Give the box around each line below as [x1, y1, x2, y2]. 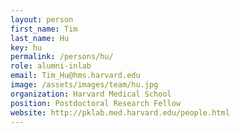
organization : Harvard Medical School [10, 89, 172, 99]
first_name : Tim [10, 24, 78, 34]
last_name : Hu [10, 33, 70, 43]
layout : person [10, 14, 74, 25]
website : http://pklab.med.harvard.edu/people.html [10, 107, 230, 118]
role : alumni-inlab [10, 61, 92, 71]
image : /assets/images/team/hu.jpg [10, 80, 159, 90]
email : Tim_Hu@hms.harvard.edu [10, 71, 141, 81]
